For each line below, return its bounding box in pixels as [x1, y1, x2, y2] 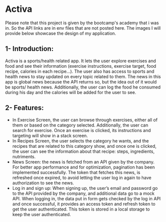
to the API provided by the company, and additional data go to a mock [12, 190, 155, 196]
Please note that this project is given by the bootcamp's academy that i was [5, 20, 159, 26]
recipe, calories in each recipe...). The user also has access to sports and [5, 68, 155, 74]
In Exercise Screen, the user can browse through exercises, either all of [12, 117, 158, 123]
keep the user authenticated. [12, 211, 71, 217]
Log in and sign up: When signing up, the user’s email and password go [12, 185, 158, 191]
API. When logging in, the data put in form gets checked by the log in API [12, 195, 161, 201]
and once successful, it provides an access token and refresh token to [12, 201, 156, 207]
